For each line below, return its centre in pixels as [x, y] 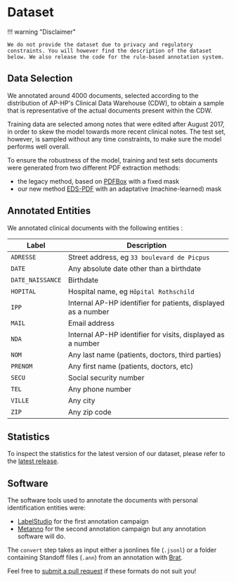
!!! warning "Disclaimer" [41, 32]
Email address [91, 323]
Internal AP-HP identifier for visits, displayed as [146, 334]
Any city [81, 400]
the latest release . [33, 461]
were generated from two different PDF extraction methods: [94, 167]
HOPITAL [24, 291]
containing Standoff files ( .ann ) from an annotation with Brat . [95, 557]
